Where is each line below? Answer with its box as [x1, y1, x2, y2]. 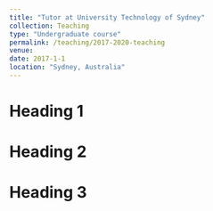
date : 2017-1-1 [9, 54, 66, 63]
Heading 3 [9, 183, 87, 203]
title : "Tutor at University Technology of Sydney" [9, 12, 205, 22]
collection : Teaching [9, 21, 90, 30]
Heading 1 [9, 101, 85, 121]
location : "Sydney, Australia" [9, 63, 126, 72]
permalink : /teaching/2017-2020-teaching [9, 37, 166, 47]
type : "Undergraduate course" [9, 29, 122, 38]
